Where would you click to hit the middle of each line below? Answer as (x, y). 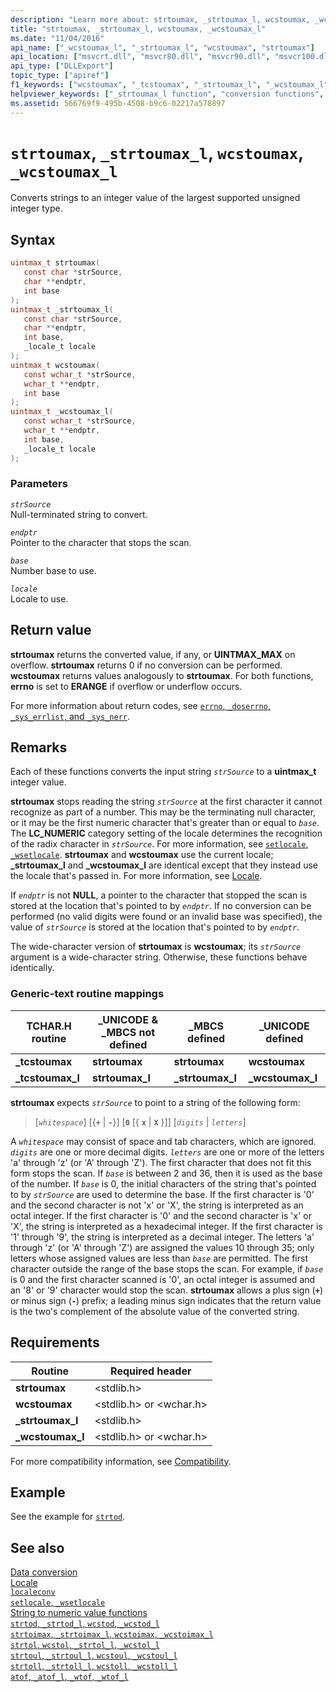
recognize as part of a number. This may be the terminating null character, (163, 812)
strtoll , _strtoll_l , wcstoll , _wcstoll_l (94, 1666)
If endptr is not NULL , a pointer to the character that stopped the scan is (159, 895)
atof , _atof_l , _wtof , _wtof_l (69, 1677)
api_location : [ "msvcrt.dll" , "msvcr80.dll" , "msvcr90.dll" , (140, 57)
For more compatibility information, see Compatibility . (121, 1461)
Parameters (39, 484)
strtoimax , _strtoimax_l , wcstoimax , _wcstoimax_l (112, 1634)
